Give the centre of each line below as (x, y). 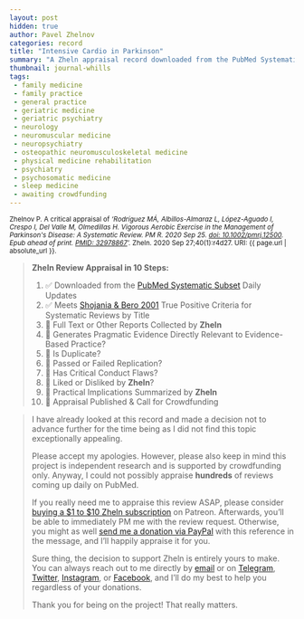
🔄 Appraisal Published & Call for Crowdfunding (132, 402)
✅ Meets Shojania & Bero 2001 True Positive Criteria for (148, 305)
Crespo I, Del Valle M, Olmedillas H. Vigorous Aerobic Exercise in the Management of (142, 227)
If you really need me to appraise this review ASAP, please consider (157, 502)
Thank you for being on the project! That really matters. (134, 605)
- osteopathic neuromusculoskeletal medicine (100, 152)
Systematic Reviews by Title (97, 315)
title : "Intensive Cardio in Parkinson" (87, 52)
